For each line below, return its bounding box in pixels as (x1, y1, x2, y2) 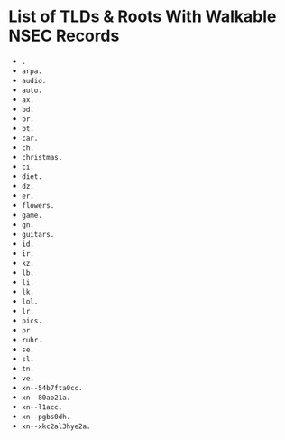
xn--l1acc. (21, 402, 63, 412)
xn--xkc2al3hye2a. (21, 422, 91, 431)
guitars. (21, 229, 55, 239)
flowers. (21, 201, 55, 210)
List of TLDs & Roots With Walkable (8, 6, 277, 27)
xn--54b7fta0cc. (21, 383, 83, 392)
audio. (21, 76, 47, 85)
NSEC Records (8, 25, 120, 46)
